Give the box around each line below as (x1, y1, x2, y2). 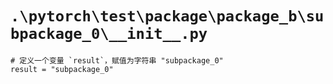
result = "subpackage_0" (10, 64, 114, 74)
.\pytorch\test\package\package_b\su (10, 7, 325, 26)
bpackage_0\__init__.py (10, 25, 208, 44)
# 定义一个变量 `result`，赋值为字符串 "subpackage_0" (10, 55, 224, 66)
